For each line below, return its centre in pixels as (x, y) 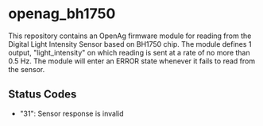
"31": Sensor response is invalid (72, 113)
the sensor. (27, 69)
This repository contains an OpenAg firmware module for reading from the (130, 36)
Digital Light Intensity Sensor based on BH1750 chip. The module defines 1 (130, 44)
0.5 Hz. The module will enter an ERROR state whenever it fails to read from (132, 61)
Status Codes (43, 95)
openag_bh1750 (62, 14)
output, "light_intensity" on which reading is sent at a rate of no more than (129, 52)
